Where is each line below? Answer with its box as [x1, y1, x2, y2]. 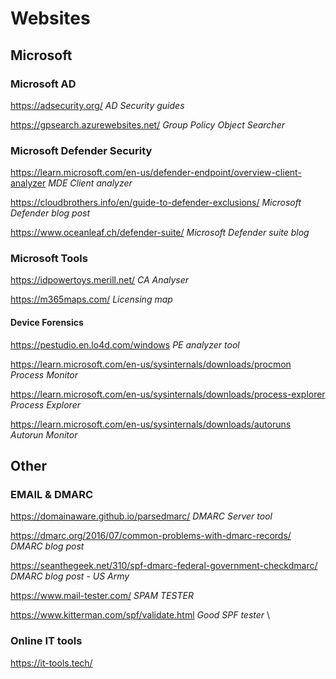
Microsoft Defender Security [10, 143, 153, 157]
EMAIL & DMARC [10, 487, 94, 501]
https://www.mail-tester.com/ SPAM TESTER [10, 590, 194, 602]
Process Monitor [10, 368, 79, 381]
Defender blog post [10, 207, 91, 219]
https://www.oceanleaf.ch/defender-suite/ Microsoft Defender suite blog [10, 227, 310, 239]
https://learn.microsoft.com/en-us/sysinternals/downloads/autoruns [10, 418, 292, 430]
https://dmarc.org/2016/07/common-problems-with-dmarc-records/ [10, 530, 292, 542]
